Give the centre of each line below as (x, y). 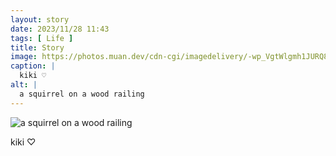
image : (24, 57)
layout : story (40, 19)
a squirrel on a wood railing (82, 94)
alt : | (24, 85)
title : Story (37, 47)
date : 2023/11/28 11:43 (60, 29)
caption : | (33, 66)
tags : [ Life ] (42, 38)
